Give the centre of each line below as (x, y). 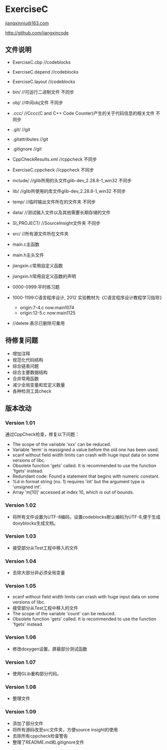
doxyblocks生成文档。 (35, 523)
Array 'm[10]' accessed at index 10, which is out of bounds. (73, 492)
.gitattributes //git (30, 139)
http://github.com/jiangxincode (37, 33)
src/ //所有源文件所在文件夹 (40, 233)
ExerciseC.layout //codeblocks (44, 82)
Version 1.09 (21, 712)
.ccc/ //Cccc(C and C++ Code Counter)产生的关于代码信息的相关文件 (83, 113)
